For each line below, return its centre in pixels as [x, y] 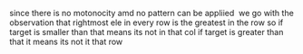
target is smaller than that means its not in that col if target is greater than [147, 32]
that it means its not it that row [66, 41]
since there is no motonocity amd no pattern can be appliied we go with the [152, 13]
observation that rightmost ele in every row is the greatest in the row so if [147, 22]
